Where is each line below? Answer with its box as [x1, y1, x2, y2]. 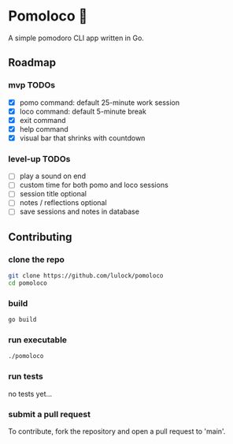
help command [19, 124, 68, 133]
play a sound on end [19, 171, 87, 181]
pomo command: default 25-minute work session [19, 98, 180, 107]
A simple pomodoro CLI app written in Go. [8, 33, 144, 43]
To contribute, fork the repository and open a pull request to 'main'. [8, 426, 226, 436]
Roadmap [8, 56, 57, 69]
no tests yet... [8, 389, 53, 398]
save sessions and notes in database [19, 207, 140, 216]
